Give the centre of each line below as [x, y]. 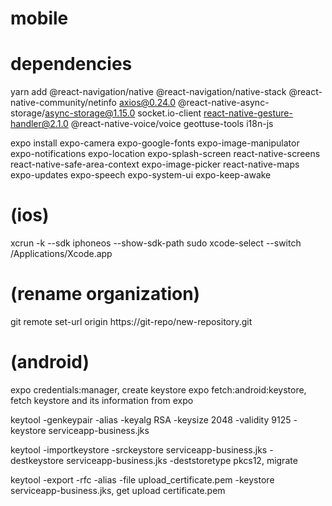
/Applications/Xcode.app [61, 254]
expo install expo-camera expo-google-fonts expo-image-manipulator [155, 143]
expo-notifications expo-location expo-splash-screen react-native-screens [165, 154]
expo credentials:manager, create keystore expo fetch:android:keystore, [158, 389]
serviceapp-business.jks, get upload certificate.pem [118, 490]
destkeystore [37, 460]
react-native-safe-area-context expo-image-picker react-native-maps [155, 164]
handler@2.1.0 [39, 124]
